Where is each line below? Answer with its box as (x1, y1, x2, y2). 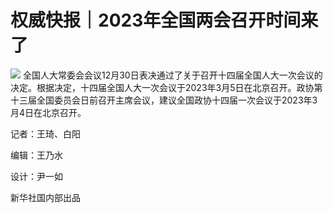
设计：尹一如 (10, 170, 63, 182)
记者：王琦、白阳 (10, 127, 81, 140)
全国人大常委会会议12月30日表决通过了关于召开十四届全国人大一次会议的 (22, 69, 323, 81)
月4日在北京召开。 (10, 106, 87, 118)
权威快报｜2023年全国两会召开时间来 (10, 9, 319, 32)
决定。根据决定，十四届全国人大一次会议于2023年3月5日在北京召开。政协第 (10, 81, 323, 93)
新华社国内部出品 (10, 191, 81, 203)
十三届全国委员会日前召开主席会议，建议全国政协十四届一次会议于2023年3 (10, 94, 318, 106)
